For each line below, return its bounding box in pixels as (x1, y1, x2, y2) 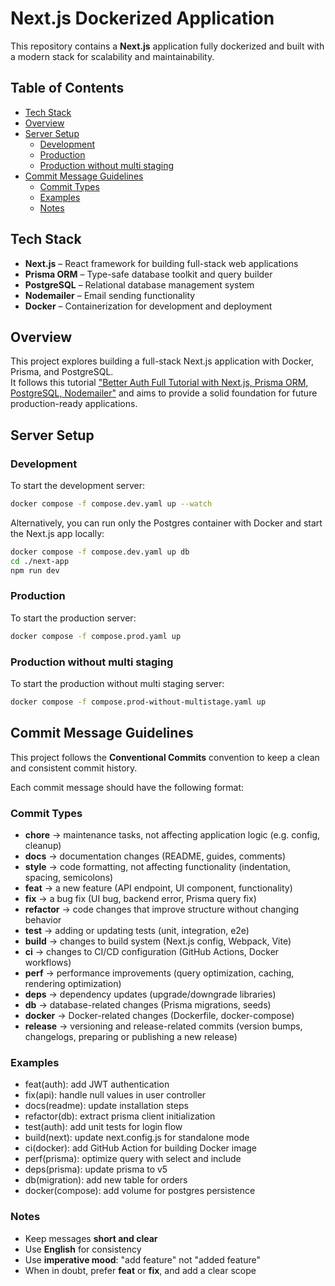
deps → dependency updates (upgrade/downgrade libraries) (24, 988, 277, 1001)
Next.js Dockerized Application (10, 7, 275, 30)
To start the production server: (10, 612, 137, 624)
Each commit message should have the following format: (10, 781, 245, 793)
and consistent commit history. (10, 762, 138, 774)
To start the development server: (10, 480, 146, 492)
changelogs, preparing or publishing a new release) (24, 1031, 238, 1043)
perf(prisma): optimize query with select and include (24, 1153, 242, 1165)
